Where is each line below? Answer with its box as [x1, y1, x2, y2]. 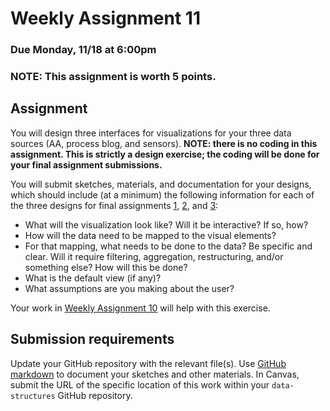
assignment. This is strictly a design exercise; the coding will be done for [10, 148, 320, 160]
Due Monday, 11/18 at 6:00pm [10, 43, 157, 57]
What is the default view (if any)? [24, 272, 162, 284]
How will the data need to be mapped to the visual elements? [24, 229, 277, 241]
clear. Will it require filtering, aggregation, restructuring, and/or [24, 250, 284, 262]
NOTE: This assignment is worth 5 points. [10, 70, 217, 84]
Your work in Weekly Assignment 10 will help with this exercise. [10, 302, 271, 314]
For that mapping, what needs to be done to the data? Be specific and [24, 240, 313, 252]
